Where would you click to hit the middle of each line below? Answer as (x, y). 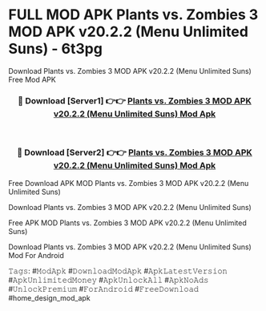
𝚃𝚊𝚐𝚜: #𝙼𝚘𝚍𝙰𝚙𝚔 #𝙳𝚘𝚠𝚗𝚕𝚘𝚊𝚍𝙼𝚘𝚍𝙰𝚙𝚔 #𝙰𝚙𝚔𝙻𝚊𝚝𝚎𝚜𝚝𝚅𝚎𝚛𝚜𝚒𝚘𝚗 (118, 271)
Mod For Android (36, 255)
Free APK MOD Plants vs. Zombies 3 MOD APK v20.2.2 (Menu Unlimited (127, 223)
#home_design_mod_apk (49, 297)
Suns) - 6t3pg (55, 49)
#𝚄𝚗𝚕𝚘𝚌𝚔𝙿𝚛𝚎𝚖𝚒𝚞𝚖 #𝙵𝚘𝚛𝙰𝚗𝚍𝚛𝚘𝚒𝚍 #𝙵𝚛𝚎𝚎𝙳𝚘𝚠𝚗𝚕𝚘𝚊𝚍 (103, 289)
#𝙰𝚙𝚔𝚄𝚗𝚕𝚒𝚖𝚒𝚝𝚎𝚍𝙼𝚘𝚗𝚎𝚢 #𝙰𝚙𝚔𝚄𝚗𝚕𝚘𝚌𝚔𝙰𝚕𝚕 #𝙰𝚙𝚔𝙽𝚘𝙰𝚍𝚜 (109, 280)
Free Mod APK (32, 79)
